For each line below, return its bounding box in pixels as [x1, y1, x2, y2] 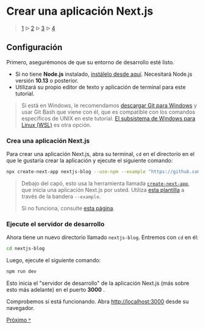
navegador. [6, 304, 35, 311]
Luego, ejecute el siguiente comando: [6, 257, 101, 264]
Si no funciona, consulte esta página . [21, 204, 115, 212]
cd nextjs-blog [6, 246, 45, 252]
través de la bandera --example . [21, 193, 101, 200]
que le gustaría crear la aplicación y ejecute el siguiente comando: [6, 157, 173, 164]
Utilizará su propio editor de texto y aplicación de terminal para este [15, 83, 186, 91]
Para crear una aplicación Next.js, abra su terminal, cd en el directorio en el [6, 150, 195, 158]
